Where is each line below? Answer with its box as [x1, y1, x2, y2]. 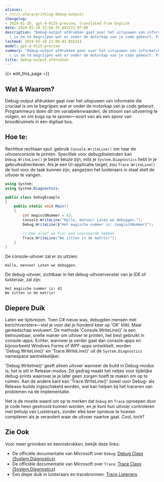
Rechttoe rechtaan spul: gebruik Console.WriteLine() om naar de [5, 145, 136, 152]
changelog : [5, 16, 27, 21]
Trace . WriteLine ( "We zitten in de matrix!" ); [22, 236, 117, 241]
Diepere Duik [5, 304, 45, 312]
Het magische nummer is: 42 [5, 286, 62, 291]
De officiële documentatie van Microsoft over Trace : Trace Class [12, 461, 142, 467]
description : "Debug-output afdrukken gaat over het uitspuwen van [5, 30, 145, 35]
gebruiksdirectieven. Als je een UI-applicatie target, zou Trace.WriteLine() [5, 161, 155, 167]
